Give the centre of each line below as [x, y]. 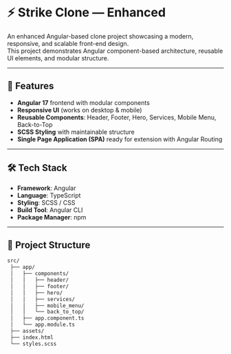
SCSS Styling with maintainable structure [76, 132]
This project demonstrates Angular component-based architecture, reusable [115, 51]
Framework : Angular [46, 188]
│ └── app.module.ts [43, 325]
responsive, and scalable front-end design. [68, 43]
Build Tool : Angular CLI [50, 210]
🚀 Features [31, 86]
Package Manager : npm [52, 217]
